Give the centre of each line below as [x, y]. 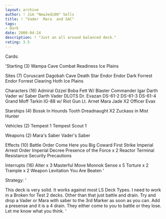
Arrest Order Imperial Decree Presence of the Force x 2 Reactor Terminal [80, 150]
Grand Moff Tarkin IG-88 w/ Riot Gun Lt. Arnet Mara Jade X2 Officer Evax [80, 101]
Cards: [12, 56]
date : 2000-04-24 [23, 33]
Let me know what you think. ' [36, 211]
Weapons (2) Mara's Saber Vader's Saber [48, 135]
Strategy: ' [16, 180]
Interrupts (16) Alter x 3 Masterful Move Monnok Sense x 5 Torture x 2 [77, 165]
